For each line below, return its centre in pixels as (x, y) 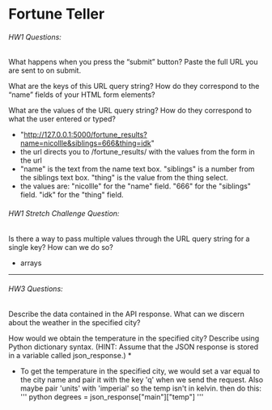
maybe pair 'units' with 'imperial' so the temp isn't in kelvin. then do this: (140, 388)
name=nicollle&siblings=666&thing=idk (85, 143)
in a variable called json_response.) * (70, 355)
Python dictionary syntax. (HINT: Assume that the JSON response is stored (134, 347)
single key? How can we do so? (61, 247)
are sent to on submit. (45, 70)
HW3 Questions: (36, 289)
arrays (31, 263)
